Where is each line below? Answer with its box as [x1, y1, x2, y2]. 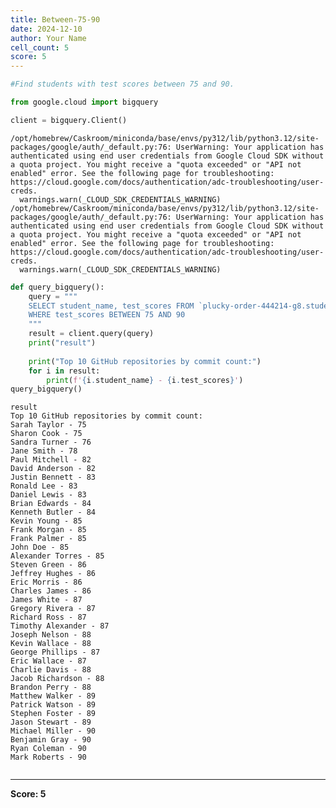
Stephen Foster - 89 [10, 709, 97, 719]
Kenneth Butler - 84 [10, 507, 97, 518]
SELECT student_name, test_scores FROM [28, 301, 195, 311]
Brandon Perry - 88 [10, 682, 92, 693]
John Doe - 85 [10, 542, 70, 553]
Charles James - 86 [10, 586, 92, 596]
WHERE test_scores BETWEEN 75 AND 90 [28, 310, 186, 320]
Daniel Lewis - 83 [10, 490, 87, 500]
